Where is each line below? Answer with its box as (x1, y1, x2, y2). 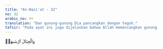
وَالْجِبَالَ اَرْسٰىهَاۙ (5, 38, 35, 44)
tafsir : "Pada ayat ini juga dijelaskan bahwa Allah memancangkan (5, 25, 142, 30)
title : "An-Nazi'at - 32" (5, 7, 57, 12)
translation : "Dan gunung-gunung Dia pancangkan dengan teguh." (5, 20, 138, 26)
